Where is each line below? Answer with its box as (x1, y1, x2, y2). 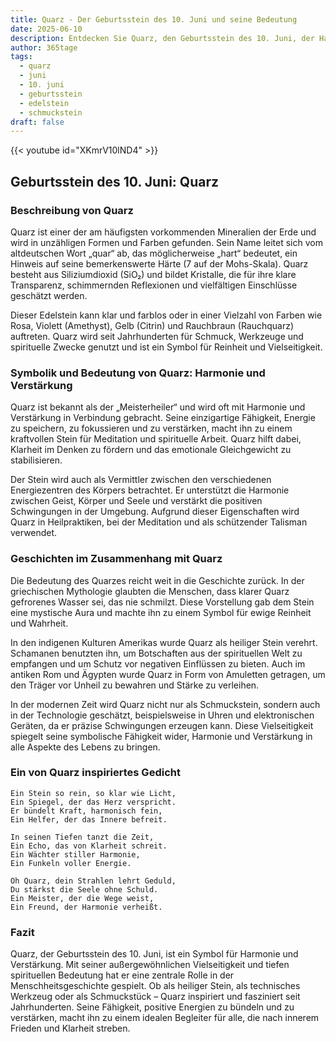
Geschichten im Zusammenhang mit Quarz (10, 552, 223, 566)
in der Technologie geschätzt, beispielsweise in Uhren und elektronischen (10, 709, 315, 721)
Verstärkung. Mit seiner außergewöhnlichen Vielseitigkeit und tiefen (10, 959, 290, 971)
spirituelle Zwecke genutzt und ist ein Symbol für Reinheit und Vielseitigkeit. (10, 341, 323, 353)
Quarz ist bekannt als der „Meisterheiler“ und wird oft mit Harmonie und (10, 401, 306, 413)
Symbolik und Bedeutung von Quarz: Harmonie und (10, 366, 266, 380)
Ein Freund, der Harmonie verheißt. (10, 902, 163, 912)
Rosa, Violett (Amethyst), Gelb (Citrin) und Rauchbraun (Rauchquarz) (10, 319, 295, 331)
